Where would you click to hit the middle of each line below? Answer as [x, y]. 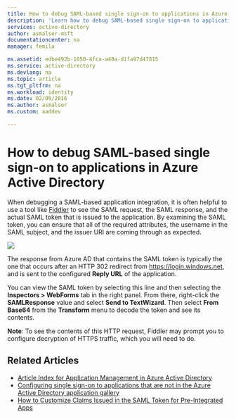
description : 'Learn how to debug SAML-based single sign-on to [103, 20]
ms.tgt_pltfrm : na [34, 85]
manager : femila [31, 46]
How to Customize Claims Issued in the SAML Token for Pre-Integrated [120, 400]
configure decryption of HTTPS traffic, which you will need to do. [102, 338]
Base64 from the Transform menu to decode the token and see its [104, 310]
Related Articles [43, 361]
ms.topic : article [34, 79]
